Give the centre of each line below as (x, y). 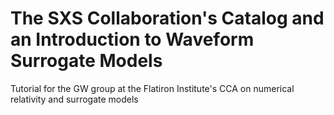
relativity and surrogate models (74, 99)
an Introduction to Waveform (132, 39)
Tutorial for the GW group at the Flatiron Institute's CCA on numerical (152, 88)
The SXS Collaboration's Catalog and (167, 18)
